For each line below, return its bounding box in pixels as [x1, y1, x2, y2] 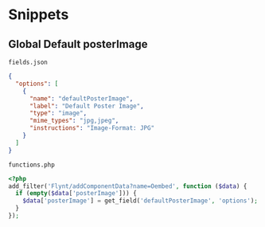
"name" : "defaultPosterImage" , [29, 94, 134, 103]
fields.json [8, 58, 48, 66]
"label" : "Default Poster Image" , [29, 102, 145, 110]
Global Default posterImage [8, 37, 148, 51]
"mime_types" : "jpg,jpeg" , [29, 117, 119, 125]
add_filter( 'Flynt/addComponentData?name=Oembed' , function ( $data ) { [8, 182, 247, 190]
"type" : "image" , [29, 109, 88, 117]
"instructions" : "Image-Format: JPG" [29, 124, 155, 132]
